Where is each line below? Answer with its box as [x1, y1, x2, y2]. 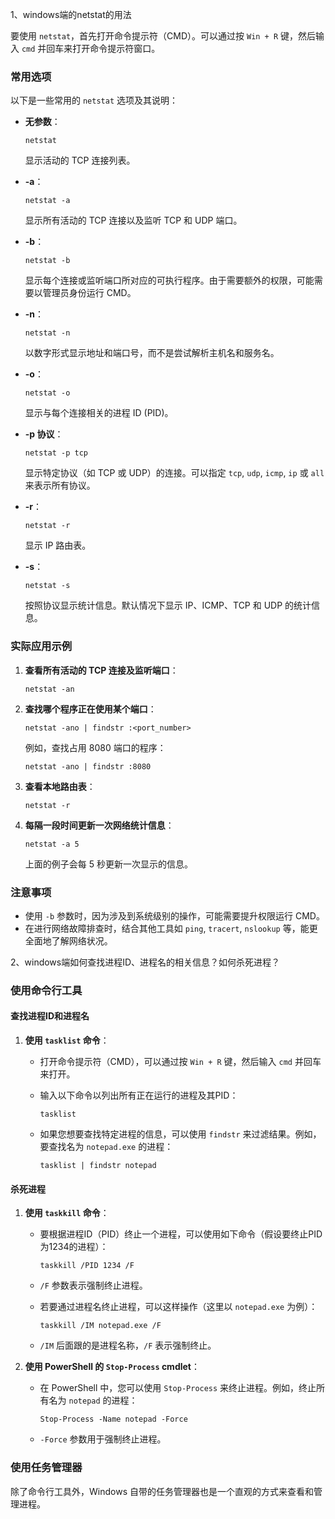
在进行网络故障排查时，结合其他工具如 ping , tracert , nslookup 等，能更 [24, 922, 318, 934]
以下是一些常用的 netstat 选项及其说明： [10, 94, 178, 107]
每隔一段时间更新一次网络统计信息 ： [24, 819, 175, 831]
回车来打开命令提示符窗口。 [46, 43, 161, 54]
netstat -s [24, 581, 71, 591]
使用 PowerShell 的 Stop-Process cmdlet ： [24, 1361, 200, 1373]
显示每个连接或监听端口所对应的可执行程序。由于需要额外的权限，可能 [24, 274, 315, 287]
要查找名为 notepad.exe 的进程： [39, 1141, 174, 1153]
